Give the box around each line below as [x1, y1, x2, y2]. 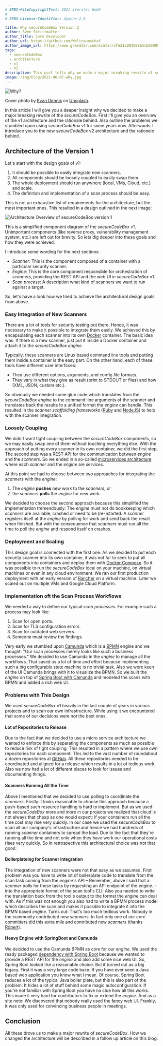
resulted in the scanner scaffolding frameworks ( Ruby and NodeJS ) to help [5, 407, 156, 413]
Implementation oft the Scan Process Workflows [5, 593, 122, 600]
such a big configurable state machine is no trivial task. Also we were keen [5, 664, 154, 670]
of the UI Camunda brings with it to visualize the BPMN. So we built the [5, 669, 147, 675]
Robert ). [5, 924, 22, 930]
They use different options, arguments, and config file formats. [12, 371, 138, 378]
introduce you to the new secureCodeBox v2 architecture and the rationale [5, 128, 154, 134]
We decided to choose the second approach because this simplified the [5, 500, 149, 506]
